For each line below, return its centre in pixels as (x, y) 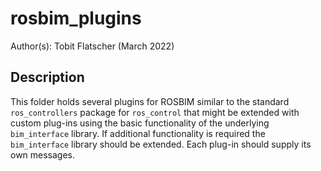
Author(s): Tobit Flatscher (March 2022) (92, 46)
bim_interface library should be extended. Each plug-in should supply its (161, 144)
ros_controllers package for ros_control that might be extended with (155, 112)
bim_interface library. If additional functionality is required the (138, 133)
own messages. (43, 154)
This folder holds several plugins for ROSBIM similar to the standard (150, 101)
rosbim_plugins (76, 18)
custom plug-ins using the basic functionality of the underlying (140, 123)
